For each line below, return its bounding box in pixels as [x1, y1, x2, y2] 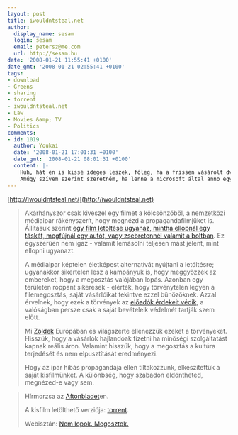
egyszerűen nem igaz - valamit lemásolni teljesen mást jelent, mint [24, 238, 220, 247]
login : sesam [13, 37, 52, 44]
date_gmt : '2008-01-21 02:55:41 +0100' [7, 63, 125, 70]
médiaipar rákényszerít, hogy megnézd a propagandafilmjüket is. [24, 216, 215, 224]
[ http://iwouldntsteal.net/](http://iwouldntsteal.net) [7, 194, 154, 203]
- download [7, 76, 40, 84]
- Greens [7, 83, 33, 90]
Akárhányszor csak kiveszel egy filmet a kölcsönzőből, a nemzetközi [24, 209, 225, 217]
